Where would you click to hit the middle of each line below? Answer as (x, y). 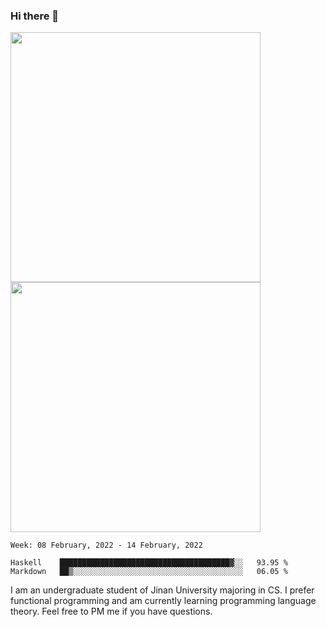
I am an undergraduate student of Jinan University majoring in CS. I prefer (162, 590)
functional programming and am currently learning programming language (163, 601)
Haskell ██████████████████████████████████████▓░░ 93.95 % (149, 563)
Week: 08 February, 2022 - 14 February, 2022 (106, 545)
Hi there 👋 (35, 16)
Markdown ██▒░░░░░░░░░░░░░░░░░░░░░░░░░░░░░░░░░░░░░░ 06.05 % (149, 572)
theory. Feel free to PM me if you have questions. (111, 611)
